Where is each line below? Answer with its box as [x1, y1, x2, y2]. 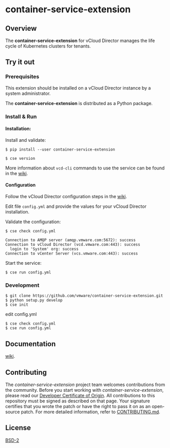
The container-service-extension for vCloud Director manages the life [5, 37, 155, 44]
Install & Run [5, 113, 37, 120]
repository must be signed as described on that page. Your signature [5, 398, 150, 404]
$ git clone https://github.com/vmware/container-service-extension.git [5, 293, 163, 298]
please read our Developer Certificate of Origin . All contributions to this [5, 392, 155, 398]
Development [5, 282, 40, 289]
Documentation [5, 339, 56, 348]
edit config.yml [5, 311, 37, 317]
